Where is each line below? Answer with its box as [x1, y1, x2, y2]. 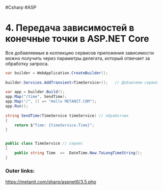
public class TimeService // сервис [5, 141, 83, 146]
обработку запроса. [5, 61, 49, 67]
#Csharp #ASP [5, 5, 37, 10]
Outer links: [5, 167, 35, 174]
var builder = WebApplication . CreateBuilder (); [5, 70, 108, 75]
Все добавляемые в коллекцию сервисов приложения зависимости [5, 49, 154, 56]
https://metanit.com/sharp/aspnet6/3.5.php [5, 179, 97, 185]
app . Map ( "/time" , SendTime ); [5, 94, 67, 99]
